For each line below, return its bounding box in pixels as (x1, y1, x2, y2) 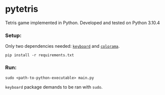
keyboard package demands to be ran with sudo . (5, 84, 103, 90)
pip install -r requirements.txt (5, 53, 74, 58)
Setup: (5, 32, 22, 39)
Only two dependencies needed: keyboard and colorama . (5, 43, 120, 49)
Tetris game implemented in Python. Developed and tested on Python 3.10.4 (5, 20, 160, 26)
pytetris (5, 3, 39, 15)
